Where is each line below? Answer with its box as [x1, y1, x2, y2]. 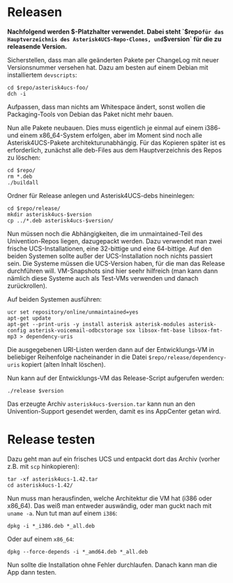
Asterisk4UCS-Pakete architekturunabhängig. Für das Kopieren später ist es [7, 138, 226, 147]
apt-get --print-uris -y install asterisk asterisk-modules [7, 321, 186, 328]
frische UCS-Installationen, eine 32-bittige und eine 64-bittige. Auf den [7, 244, 212, 253]
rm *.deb [7, 173, 33, 180]
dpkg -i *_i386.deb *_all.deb [7, 522, 96, 529]
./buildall [7, 179, 39, 186]
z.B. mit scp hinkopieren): [7, 462, 80, 470]
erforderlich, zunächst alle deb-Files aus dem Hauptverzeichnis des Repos [7, 146, 222, 154]
